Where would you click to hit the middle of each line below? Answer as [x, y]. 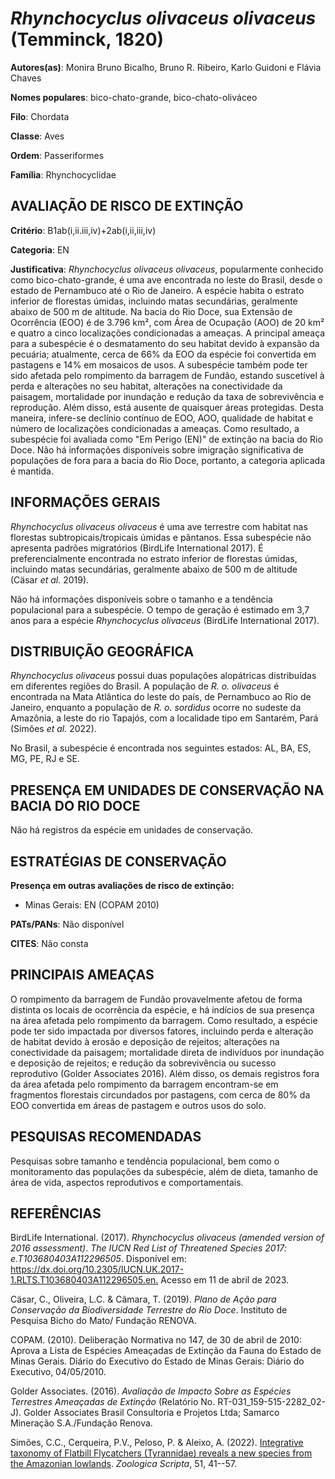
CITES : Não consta [49, 943]
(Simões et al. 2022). [53, 729]
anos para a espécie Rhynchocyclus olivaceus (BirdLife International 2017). [165, 620]
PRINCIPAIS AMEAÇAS [82, 975]
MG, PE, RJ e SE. [45, 759]
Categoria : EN [40, 249]
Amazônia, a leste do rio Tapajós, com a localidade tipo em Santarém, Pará [164, 718]
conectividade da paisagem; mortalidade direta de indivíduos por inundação [167, 1052]
